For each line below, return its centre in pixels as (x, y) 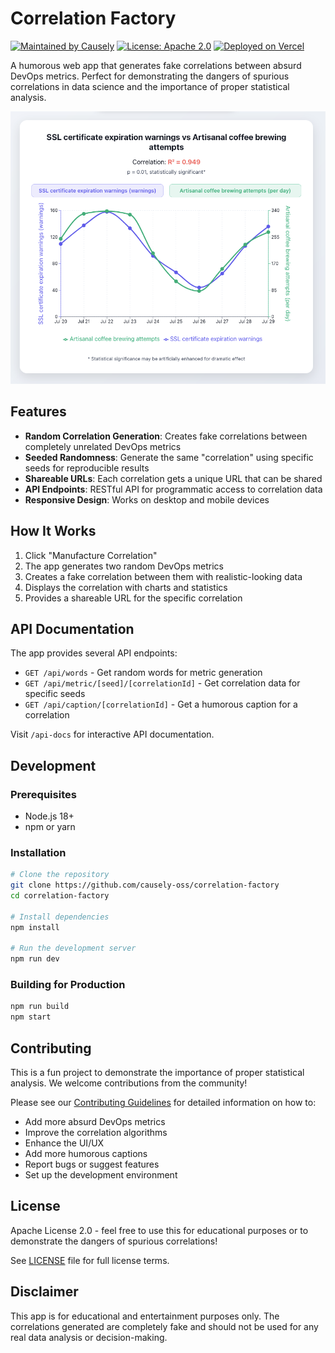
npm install (35, 927)
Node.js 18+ (49, 816)
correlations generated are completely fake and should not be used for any (164, 1326)
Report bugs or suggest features (92, 1164)
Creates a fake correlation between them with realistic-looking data (163, 576)
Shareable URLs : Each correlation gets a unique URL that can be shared (173, 478)
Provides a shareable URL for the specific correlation (133, 598)
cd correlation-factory (60, 896)
